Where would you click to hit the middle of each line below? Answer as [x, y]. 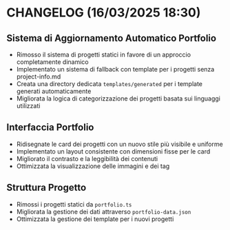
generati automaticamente [54, 91]
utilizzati [28, 106]
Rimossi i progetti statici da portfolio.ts [74, 204]
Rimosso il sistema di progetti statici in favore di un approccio [103, 54]
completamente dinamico [52, 62]
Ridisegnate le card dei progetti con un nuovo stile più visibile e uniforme [119, 144]
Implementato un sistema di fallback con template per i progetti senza [115, 69]
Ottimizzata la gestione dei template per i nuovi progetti [95, 219]
